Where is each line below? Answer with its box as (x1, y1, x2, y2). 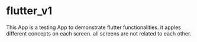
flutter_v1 (6, 4, 53, 18)
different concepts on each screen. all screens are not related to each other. (6, 30, 192, 37)
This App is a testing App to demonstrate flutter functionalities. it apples (6, 24, 182, 31)
